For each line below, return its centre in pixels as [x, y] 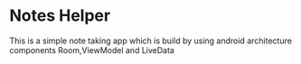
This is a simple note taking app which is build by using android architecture [150, 41]
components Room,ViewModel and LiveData [92, 50]
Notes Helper [60, 16]
